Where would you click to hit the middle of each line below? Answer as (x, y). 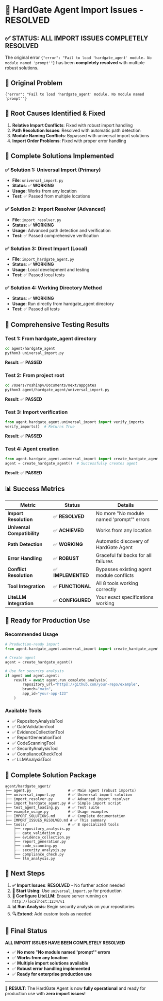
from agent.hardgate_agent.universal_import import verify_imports (75, 422)
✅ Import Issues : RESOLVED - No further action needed (68, 885)
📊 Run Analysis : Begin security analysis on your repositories (73, 906)
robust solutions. (22, 68)
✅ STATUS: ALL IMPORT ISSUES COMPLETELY (77, 38)
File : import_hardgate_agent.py (43, 259)
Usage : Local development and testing (51, 269)
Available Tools (24, 711)
